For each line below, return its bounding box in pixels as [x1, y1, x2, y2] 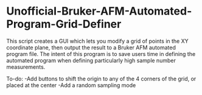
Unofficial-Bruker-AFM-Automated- [6, 4, 192, 18]
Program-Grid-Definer [6, 17, 122, 31]
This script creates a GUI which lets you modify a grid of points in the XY [6, 37, 189, 44]
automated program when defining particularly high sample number [6, 57, 176, 64]
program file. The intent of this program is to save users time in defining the [6, 50, 196, 57]
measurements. [6, 63, 46, 71]
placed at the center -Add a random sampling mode [6, 81, 136, 89]
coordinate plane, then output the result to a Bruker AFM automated [6, 44, 176, 51]
